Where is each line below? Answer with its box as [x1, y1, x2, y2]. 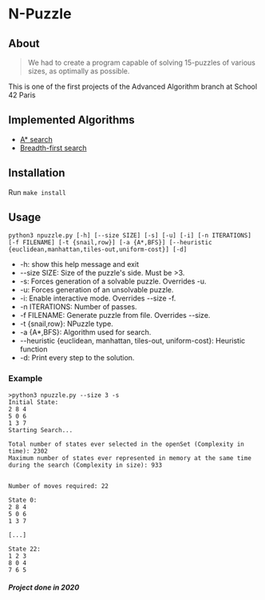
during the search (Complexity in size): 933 [8, 461, 162, 469]
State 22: [8, 545, 42, 553]
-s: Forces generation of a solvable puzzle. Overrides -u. [19, 276, 207, 286]
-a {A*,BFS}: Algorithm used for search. [19, 328, 152, 337]
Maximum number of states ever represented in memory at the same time [8, 454, 251, 462]
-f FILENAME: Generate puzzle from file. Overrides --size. [19, 311, 211, 320]
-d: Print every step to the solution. [19, 353, 135, 363]
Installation [8, 166, 65, 180]
